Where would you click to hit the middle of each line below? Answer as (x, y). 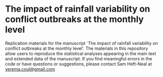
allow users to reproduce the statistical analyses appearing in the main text (81, 53)
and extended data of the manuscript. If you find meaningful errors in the (79, 58)
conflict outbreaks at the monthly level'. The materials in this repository (77, 48)
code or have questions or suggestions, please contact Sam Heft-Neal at (79, 64)
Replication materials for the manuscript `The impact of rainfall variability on (81, 43)
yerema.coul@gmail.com (30, 69)
